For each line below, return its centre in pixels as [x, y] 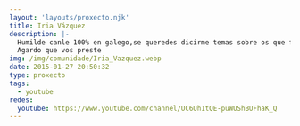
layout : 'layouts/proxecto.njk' [69, 17]
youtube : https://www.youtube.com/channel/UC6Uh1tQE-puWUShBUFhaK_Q [147, 108]
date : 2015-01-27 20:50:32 [59, 67]
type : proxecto [37, 75]
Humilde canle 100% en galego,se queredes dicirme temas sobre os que [151, 42]
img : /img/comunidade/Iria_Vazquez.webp [86, 59]
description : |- [39, 34]
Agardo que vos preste [59, 51]
